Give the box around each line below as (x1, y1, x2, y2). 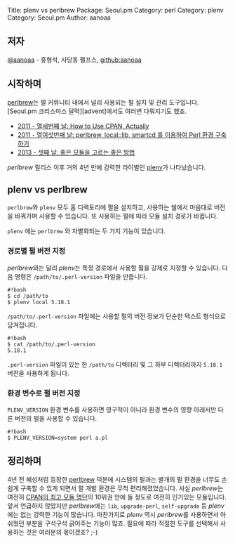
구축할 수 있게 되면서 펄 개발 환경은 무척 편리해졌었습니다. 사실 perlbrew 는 (20, 484, 224, 492)
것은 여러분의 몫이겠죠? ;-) (25, 528, 98, 536)
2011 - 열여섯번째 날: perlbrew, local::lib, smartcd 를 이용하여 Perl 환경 (17, 130, 214, 139)
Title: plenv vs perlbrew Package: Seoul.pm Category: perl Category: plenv (7, 6, 224, 14)
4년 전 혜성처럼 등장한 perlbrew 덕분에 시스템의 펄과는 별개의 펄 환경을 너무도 (7, 475, 220, 483)
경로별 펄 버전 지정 (7, 246, 66, 256)
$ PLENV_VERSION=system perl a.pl (7, 435, 109, 442)
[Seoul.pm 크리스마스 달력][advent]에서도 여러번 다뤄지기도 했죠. (7, 107, 187, 115)
